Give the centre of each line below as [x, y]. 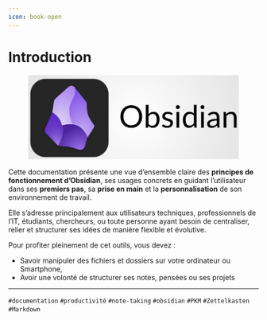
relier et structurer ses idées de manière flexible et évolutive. [107, 229]
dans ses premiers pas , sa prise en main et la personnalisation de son [125, 189]
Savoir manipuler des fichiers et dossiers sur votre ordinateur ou [125, 260]
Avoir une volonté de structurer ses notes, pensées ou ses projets [128, 277]
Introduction [50, 57]
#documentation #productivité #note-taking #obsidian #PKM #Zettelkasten [129, 301]
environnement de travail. [50, 197]
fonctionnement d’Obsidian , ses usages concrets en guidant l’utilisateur [127, 180]
